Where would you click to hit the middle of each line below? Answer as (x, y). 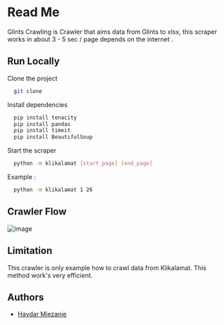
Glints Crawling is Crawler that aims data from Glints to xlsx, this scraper (112, 32)
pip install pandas (42, 124)
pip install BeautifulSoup (53, 137)
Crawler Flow (37, 212)
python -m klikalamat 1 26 (53, 190)
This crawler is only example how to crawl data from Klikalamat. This (107, 267)
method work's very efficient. (50, 275)
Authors (26, 297)
